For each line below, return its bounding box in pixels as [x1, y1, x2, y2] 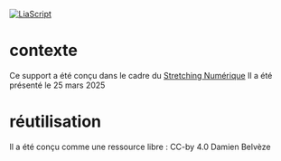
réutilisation [9, 111, 102, 132]
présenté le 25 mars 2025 [9, 80, 106, 90]
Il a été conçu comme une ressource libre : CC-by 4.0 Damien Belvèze [9, 141, 271, 152]
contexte [9, 41, 79, 61]
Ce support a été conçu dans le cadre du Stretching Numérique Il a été [9, 70, 273, 80]
